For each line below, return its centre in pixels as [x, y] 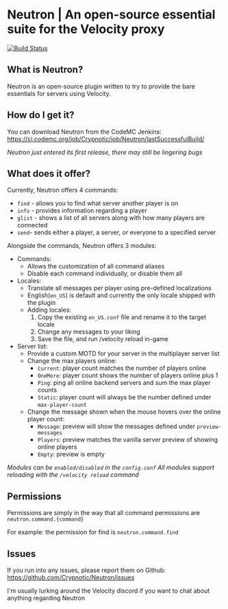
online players [57, 447]
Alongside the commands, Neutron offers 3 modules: [82, 246]
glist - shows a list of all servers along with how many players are [111, 218]
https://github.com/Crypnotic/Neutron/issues [71, 577]
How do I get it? [41, 115]
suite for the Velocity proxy [86, 29]
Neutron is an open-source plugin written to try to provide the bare [101, 86]
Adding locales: [49, 310]
